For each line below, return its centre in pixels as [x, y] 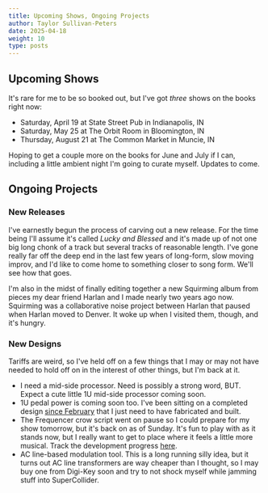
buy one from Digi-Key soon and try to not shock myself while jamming [138, 471]
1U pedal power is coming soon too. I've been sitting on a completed [134, 402]
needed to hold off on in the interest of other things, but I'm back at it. [124, 369]
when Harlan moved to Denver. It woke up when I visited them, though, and [133, 314]
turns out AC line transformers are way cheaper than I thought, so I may [139, 462]
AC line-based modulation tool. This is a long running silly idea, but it [134, 454]
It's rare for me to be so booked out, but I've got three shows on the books [132, 98]
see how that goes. [40, 272]
